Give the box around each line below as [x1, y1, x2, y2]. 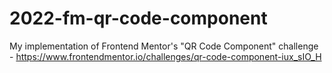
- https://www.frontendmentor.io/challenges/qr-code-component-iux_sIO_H [9, 50, 322, 62]
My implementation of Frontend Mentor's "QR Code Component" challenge [9, 40, 319, 52]
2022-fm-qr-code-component [9, 7, 268, 30]
